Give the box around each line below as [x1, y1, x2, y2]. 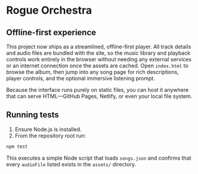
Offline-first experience [6, 27, 97, 38]
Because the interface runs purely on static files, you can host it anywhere [6, 86, 189, 93]
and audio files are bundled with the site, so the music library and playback [6, 49, 191, 57]
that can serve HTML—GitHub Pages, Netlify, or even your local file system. [6, 93, 193, 100]
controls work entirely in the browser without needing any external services [6, 56, 192, 63]
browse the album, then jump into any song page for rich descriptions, [6, 69, 179, 75]
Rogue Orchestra [6, 4, 92, 17]
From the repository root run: [14, 132, 86, 139]
